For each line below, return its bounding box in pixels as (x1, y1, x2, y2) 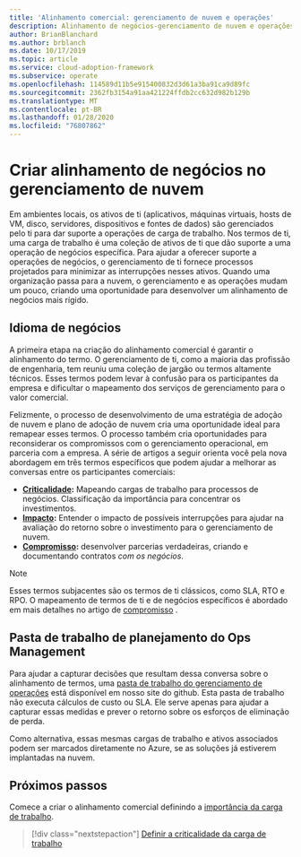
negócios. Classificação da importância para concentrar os (21, 493, 241, 504)
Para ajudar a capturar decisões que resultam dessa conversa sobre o (9, 668, 269, 679)
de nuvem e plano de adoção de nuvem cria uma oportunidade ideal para (9, 419, 280, 429)
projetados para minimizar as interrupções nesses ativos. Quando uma (9, 265, 271, 276)
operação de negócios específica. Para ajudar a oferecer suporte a (9, 247, 257, 257)
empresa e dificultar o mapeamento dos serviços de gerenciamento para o (9, 382, 286, 393)
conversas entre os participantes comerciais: (9, 466, 176, 477)
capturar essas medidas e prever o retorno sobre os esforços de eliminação (9, 706, 289, 717)
